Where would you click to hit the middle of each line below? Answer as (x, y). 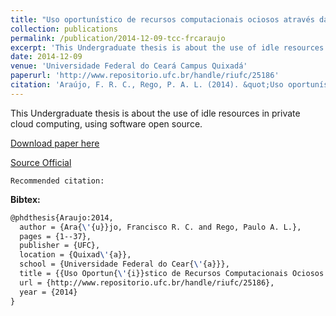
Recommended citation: (57, 181)
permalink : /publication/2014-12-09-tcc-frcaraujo (118, 38)
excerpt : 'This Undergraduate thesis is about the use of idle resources (167, 47)
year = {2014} (48, 292)
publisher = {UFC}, (60, 246)
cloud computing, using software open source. (106, 123)
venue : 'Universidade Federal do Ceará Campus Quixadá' (129, 66)
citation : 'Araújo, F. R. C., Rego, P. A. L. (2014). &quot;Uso (147, 85)
